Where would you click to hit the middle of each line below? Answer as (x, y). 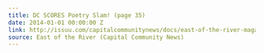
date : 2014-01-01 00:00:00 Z (56, 23)
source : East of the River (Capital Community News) (96, 37)
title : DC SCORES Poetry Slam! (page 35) (77, 15)
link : (17, 30)
